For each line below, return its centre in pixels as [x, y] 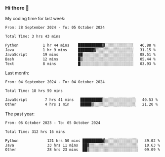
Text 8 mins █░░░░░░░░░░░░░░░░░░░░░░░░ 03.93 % [80, 63]
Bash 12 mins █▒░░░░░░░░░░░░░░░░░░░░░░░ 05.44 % [80, 59]
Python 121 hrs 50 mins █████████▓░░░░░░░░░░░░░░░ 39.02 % [83, 141]
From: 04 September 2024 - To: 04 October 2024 [55, 82]
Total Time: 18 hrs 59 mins [34, 91]
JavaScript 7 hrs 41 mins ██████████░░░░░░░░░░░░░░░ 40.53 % [82, 100]
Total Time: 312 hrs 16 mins [35, 132]
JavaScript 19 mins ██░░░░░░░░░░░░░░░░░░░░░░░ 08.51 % [80, 54]
